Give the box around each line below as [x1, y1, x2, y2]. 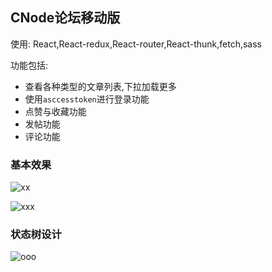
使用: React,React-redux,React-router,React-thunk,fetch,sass [10, 38, 262, 50]
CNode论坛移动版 [10, 9, 121, 27]
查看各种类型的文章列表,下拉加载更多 [24, 80, 177, 92]
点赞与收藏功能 [24, 105, 87, 117]
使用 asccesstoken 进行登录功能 [24, 93, 150, 105]
